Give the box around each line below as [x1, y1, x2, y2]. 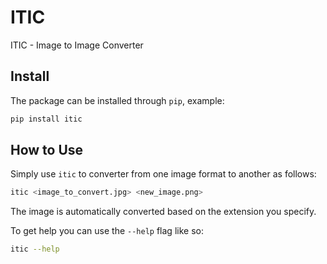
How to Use [10, 142, 84, 159]
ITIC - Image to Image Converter [10, 39, 144, 51]
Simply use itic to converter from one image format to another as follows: [10, 168, 317, 180]
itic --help [10, 244, 60, 255]
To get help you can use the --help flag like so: [10, 225, 204, 237]
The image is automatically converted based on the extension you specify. [10, 206, 317, 218]
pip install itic [10, 114, 83, 124]
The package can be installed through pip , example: [10, 94, 225, 106]
